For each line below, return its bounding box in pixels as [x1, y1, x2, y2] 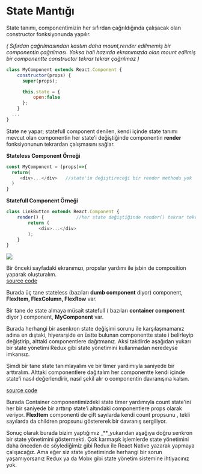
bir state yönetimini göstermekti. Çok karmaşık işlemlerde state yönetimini [6, 435, 189, 443]
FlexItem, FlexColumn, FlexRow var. [6, 295, 97, 302]
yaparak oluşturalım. [6, 271, 57, 278]
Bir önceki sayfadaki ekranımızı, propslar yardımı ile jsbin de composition [6, 264, 186, 272]
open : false [32, 95, 61, 101]
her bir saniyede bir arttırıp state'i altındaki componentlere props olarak [6, 405, 182, 412]
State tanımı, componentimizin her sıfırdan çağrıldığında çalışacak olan [6, 24, 182, 31]
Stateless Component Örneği [6, 152, 81, 159]
